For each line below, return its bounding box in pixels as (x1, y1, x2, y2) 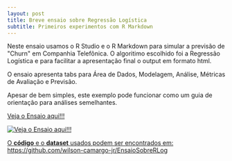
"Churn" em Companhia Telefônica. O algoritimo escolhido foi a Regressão (7, 49, 220, 58)
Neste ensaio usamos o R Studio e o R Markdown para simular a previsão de (7, 42, 225, 51)
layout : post (7, 10, 45, 17)
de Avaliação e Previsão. (7, 78, 78, 86)
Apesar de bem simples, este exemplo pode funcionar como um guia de (7, 91, 213, 99)
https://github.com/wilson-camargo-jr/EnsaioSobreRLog (7, 146, 168, 155)
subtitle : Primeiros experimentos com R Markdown (7, 23, 154, 30)
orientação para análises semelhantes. (7, 99, 118, 107)
